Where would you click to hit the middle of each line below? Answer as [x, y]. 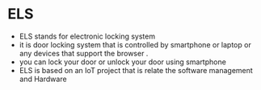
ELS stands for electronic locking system [87, 36]
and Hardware [43, 79]
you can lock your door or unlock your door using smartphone [123, 62]
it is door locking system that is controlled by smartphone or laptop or [135, 44]
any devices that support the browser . [84, 53]
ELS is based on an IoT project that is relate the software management [136, 70]
